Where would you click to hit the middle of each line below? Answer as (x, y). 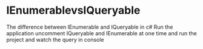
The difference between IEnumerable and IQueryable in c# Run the (90, 27)
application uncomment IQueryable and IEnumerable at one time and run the (101, 33)
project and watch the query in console (55, 39)
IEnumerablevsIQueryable (73, 10)
